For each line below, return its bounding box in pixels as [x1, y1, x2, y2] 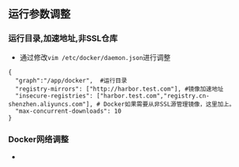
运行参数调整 [8, 7, 71, 21]
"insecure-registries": [15, 91, 93, 100]
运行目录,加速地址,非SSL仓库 [8, 33, 118, 44]
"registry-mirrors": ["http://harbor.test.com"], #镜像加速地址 [15, 85, 224, 93]
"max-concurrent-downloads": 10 [15, 107, 122, 115]
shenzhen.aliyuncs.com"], [8, 100, 93, 108]
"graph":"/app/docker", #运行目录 [15, 76, 128, 84]
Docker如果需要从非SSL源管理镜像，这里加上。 [103, 100, 235, 108]
